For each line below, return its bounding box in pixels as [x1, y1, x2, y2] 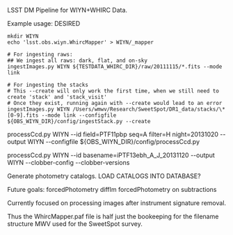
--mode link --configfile [41, 112, 117, 119]
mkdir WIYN [7, 33, 39, 40]
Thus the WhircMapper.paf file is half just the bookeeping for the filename [7, 212, 219, 220]
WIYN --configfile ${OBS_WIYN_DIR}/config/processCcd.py [27, 138, 200, 145]
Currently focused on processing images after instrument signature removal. [7, 199, 227, 207]
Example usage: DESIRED [7, 19, 81, 27]
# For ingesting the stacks [7, 81, 89, 88]
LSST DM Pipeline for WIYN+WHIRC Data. [7, 6, 127, 14]
